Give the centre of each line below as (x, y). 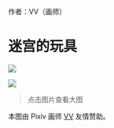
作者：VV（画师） (37, 11)
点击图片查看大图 (55, 99)
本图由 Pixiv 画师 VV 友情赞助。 (59, 116)
